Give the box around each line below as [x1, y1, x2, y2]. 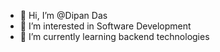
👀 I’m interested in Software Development [19, 20, 192, 32]
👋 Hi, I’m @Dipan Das [19, 10, 108, 21]
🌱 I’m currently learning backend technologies [19, 31, 210, 42]
